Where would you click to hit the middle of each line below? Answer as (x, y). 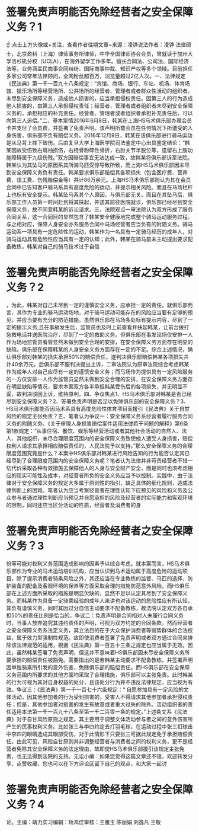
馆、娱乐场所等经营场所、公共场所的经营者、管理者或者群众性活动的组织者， (99, 91)
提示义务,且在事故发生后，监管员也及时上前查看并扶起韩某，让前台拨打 (103, 327)
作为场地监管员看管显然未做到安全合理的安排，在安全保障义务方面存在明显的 (99, 342)
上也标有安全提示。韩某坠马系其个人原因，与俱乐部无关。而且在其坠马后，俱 (99, 194)
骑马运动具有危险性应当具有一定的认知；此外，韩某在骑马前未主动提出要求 (97, 239)
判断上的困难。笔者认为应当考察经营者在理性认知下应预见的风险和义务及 (99, 490)
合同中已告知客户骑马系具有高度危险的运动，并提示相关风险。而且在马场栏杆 (99, 187)
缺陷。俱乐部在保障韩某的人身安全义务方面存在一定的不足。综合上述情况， (97, 349)
